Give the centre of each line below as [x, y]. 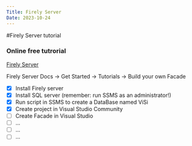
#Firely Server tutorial [34, 35]
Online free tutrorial [36, 51]
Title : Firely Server [34, 12]
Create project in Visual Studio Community [69, 109]
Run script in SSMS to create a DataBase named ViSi [82, 102]
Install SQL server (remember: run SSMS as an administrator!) [93, 95]
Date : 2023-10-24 [29, 18]
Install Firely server [39, 88]
